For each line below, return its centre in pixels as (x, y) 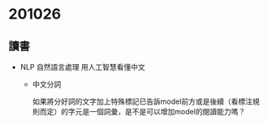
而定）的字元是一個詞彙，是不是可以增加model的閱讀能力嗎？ (143, 111)
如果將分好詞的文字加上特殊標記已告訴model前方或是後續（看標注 (143, 101)
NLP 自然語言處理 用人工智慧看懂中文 (83, 67)
